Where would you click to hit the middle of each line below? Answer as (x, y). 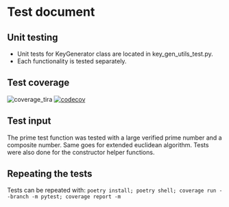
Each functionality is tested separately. (72, 61)
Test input (29, 121)
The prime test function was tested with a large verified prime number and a (114, 138)
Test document (51, 12)
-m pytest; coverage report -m (76, 197)
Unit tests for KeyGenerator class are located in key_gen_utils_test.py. (115, 54)
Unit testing (33, 37)
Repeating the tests (50, 174)
